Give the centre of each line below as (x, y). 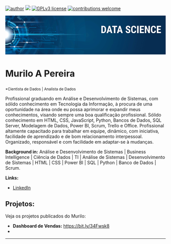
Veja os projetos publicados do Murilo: (46, 216)
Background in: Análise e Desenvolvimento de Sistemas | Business (76, 152)
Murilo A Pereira (40, 73)
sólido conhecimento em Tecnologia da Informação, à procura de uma (79, 104)
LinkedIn (22, 188)
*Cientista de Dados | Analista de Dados (41, 89)
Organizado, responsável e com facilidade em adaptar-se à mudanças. (79, 142)
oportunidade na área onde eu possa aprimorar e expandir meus (73, 110)
